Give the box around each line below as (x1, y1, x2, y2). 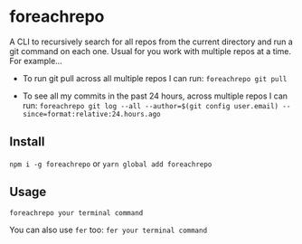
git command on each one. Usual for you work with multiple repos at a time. (9, 45, 292, 56)
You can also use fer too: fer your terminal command (9, 224, 208, 235)
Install (9, 134, 45, 150)
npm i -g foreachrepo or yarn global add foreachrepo (9, 158, 212, 169)
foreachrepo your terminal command (9, 208, 144, 218)
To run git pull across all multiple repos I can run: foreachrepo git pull (22, 72, 288, 83)
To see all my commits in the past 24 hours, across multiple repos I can (22, 90, 288, 101)
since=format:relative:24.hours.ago (22, 109, 161, 118)
